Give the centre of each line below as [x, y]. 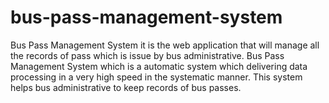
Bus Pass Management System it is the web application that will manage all [165, 45]
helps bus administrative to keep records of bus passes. [126, 87]
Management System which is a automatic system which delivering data [159, 66]
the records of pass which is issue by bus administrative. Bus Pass [147, 55]
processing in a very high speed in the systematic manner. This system [156, 77]
